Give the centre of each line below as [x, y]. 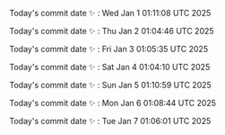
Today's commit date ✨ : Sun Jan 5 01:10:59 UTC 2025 [111, 85]
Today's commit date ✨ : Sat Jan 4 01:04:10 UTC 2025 [110, 67]
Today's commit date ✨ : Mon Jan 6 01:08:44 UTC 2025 [113, 103]
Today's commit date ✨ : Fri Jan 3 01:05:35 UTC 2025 [109, 49]
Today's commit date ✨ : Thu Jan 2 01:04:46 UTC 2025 [112, 31]
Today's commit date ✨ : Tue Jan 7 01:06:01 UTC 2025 [110, 121]
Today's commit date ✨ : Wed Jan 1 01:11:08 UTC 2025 [110, 13]
